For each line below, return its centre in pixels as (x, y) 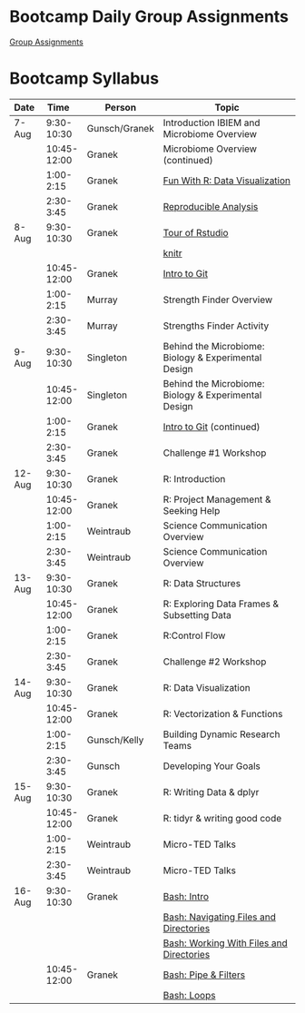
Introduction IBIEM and (212, 123)
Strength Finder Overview (218, 300)
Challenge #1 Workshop (215, 453)
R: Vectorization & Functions (223, 713)
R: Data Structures (202, 583)
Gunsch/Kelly (115, 740)
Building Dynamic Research (221, 734)
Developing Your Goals (212, 766)
